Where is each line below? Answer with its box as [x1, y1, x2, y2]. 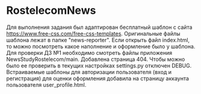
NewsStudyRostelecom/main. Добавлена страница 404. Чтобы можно [6, 55, 185, 63]
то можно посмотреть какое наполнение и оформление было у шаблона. [6, 43, 196, 50]
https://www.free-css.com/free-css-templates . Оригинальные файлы [6, 30, 181, 37]
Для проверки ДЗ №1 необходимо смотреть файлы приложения [6, 49, 173, 56]
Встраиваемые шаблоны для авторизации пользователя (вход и [6, 68, 172, 75]
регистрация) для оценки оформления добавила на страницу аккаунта [6, 75, 190, 82]
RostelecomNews [6, 4, 96, 17]
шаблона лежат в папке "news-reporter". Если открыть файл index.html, [6, 36, 190, 43]
